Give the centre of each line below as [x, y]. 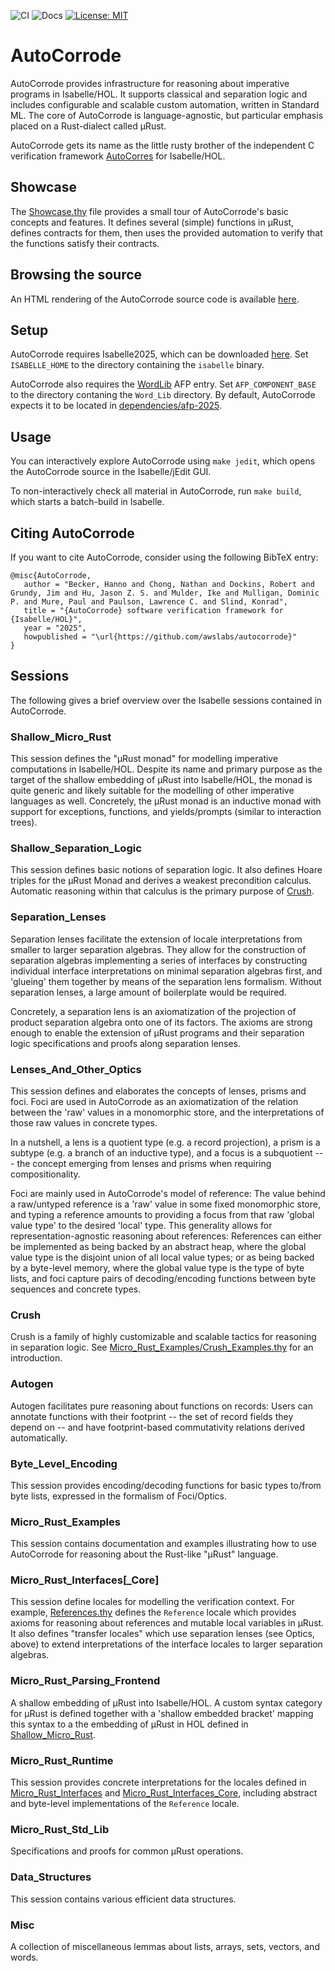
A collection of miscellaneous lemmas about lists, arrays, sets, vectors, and [165, 1946]
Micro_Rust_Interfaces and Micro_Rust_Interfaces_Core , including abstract [164, 1793]
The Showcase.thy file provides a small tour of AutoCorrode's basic [149, 211]
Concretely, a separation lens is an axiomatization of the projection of [153, 1011]
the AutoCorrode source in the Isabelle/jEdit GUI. [111, 472]
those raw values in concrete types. [84, 1123]
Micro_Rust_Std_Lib [60, 1829]
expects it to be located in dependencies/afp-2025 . [116, 406]
